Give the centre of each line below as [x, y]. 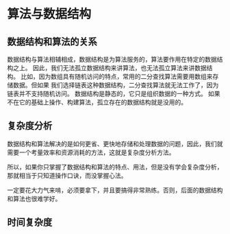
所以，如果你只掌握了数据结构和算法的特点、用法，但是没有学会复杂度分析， [115, 167]
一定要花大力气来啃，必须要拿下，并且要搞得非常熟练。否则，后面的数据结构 [115, 190]
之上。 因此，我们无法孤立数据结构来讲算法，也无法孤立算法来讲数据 [110, 68]
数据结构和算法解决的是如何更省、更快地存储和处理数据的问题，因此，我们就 [115, 143]
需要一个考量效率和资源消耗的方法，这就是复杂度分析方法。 [91, 152]
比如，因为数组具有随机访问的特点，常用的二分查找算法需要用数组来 [116, 77]
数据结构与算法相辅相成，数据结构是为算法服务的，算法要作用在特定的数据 [112, 59]
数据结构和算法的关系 [52, 42]
